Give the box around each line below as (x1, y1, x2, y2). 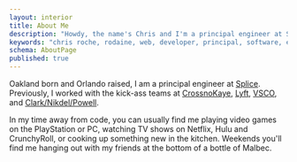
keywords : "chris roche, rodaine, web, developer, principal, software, (9, 37, 283, 47)
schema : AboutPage (9, 46, 77, 55)
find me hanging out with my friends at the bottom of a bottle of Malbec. (9, 143, 272, 153)
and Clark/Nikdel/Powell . (9, 97, 100, 107)
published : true (9, 54, 69, 63)
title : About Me (9, 21, 69, 30)
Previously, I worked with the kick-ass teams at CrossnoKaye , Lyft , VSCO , (9, 88, 278, 98)
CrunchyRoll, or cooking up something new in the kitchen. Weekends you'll (9, 134, 282, 143)
